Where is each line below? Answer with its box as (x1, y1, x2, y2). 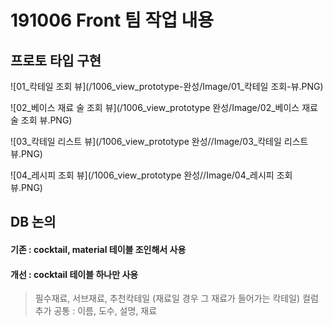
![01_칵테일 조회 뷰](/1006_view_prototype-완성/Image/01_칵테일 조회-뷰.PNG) (10, 81, 324, 92)
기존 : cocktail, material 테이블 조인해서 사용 (10, 243, 187, 255)
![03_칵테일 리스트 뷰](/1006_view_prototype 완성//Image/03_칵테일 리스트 (10, 136, 309, 147)
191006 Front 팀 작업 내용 (10, 9, 215, 32)
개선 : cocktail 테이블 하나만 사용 (10, 268, 139, 280)
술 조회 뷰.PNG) (10, 114, 73, 126)
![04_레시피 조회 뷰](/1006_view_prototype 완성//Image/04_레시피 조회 (10, 169, 293, 181)
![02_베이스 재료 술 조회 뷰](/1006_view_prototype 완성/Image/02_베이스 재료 (10, 102, 318, 113)
